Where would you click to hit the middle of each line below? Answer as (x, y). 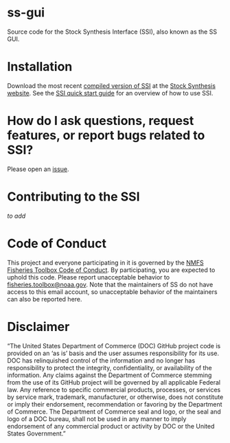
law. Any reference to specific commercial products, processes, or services (114, 389)
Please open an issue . (38, 169)
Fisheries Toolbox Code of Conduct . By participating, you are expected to (111, 270)
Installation (40, 67)
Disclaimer (38, 327)
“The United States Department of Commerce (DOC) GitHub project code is (114, 345)
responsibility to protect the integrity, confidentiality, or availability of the (110, 367)
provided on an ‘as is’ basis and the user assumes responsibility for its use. (113, 353)
